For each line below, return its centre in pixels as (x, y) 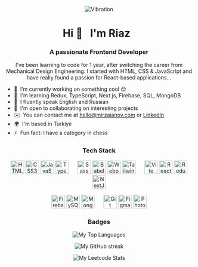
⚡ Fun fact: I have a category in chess (61, 133)
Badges (99, 222)
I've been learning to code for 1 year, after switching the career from (99, 65)
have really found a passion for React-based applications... (99, 78)
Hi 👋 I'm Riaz (96, 33)
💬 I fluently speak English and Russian (61, 102)
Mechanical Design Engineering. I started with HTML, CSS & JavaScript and (99, 71)
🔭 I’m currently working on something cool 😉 (70, 89)
